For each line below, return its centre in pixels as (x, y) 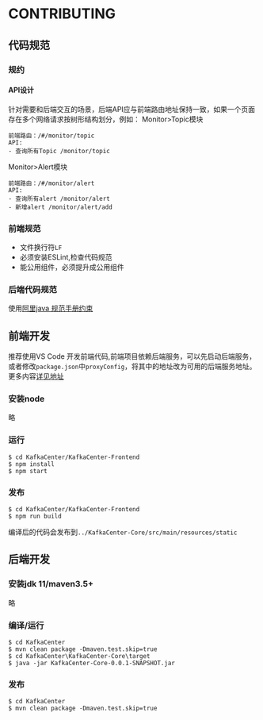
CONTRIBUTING (62, 14)
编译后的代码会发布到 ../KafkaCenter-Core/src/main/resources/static (123, 532)
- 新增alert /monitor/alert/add (60, 207)
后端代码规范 (33, 289)
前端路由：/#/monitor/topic (51, 136)
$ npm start (28, 471)
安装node (27, 399)
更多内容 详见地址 (36, 376)
